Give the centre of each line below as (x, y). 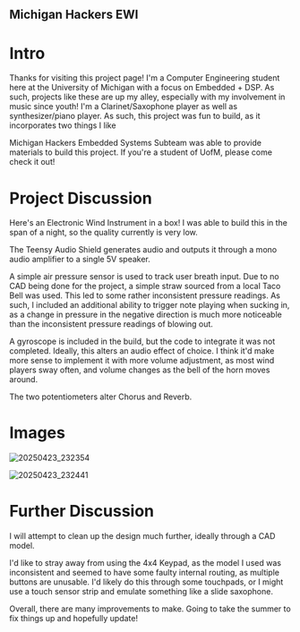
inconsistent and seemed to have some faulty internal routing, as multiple (145, 573)
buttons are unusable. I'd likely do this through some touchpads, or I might (146, 582)
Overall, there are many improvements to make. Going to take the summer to (150, 609)
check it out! (32, 162)
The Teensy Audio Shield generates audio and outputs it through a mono (143, 250)
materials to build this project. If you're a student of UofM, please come (141, 152)
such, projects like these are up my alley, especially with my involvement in (147, 97)
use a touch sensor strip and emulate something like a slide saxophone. (141, 592)
